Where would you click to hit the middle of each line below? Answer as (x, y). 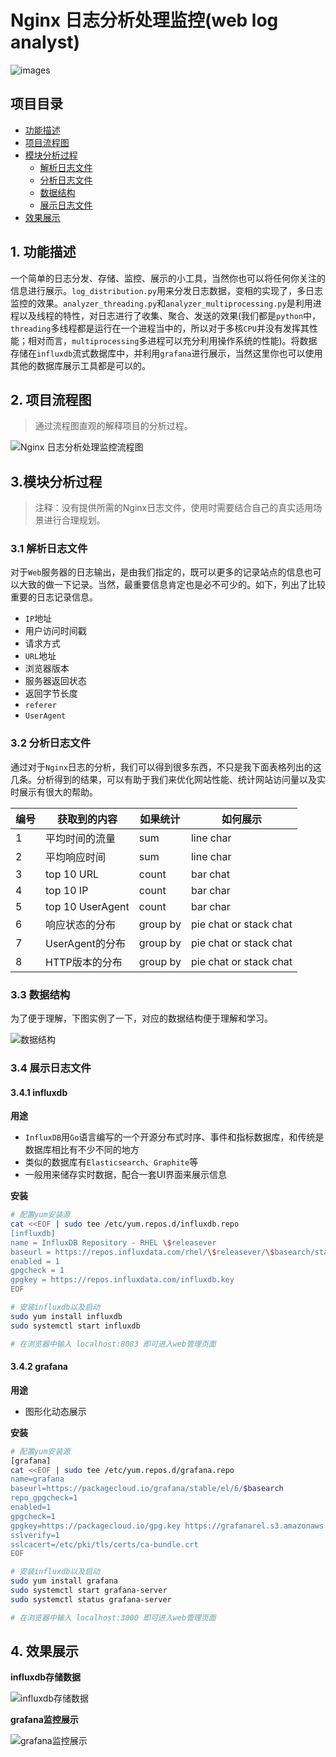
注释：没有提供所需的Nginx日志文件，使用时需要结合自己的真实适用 (174, 508)
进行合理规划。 (74, 520)
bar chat (210, 874)
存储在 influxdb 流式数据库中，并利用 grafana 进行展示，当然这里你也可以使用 (166, 353)
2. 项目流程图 (51, 399)
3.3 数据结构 (40, 994)
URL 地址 (40, 656)
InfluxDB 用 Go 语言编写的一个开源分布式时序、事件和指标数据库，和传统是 (174, 1137)
